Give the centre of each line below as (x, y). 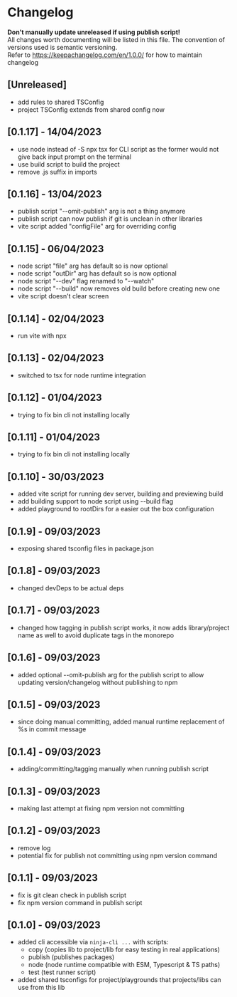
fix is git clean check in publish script (72, 895)
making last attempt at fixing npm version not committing (101, 808)
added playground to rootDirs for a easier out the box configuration (116, 509)
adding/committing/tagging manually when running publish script (113, 769)
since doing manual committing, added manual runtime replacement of (121, 722)
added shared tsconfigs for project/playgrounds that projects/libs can (119, 980)
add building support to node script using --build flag (95, 501)
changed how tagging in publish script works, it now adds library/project (123, 627)
